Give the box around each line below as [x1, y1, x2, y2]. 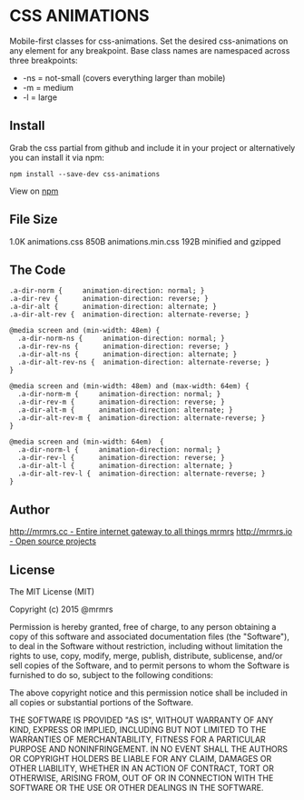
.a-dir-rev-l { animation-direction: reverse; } [17, 454, 225, 463]
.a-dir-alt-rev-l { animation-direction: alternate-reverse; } [17, 469, 266, 478]
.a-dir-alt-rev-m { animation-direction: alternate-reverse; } [17, 414, 266, 423]
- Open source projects [9, 535, 97, 546]
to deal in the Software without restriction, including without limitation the [9, 641, 283, 651]
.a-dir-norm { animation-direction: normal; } [9, 286, 205, 295]
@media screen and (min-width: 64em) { [9, 437, 165, 446]
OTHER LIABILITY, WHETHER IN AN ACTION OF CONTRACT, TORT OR [9, 763, 274, 774]
